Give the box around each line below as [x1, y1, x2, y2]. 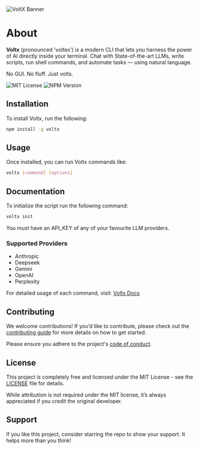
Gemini [14, 265, 33, 273]
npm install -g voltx [6, 126, 60, 132]
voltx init [6, 214, 33, 220]
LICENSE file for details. [6, 379, 65, 386]
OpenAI [14, 272, 34, 279]
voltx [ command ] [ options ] [6, 170, 73, 176]
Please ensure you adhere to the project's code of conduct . [6, 341, 152, 348]
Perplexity [14, 278, 40, 285]
